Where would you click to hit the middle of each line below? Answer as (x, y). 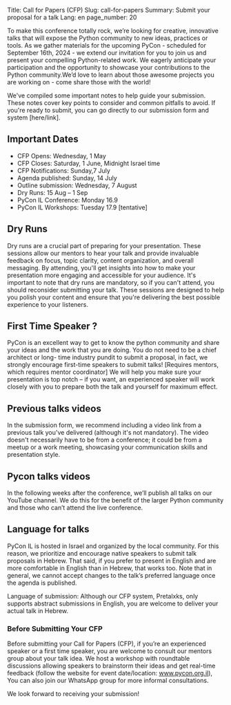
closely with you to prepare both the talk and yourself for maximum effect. (112, 387)
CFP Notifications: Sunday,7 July (63, 170)
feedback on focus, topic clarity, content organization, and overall (101, 260)
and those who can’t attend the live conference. (75, 508)
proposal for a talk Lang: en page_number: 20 (72, 17)
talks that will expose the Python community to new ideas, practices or (108, 38)
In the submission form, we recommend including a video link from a (104, 425)
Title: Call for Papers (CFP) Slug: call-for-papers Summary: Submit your (109, 10)
